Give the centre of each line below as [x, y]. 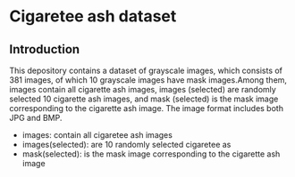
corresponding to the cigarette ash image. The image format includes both [147, 108]
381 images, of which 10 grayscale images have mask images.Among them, [148, 80]
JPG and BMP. [36, 118]
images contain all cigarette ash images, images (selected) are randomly [143, 89]
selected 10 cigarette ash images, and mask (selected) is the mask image [144, 99]
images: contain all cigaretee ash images [97, 135]
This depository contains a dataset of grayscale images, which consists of [146, 70]
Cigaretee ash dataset [93, 16]
